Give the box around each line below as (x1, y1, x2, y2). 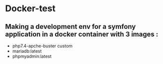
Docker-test (5, 3, 56, 14)
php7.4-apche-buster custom (12, 43, 73, 49)
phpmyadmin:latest (12, 53, 52, 59)
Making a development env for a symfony (5, 22, 136, 31)
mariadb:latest (12, 48, 42, 54)
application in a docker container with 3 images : (5, 30, 159, 38)
